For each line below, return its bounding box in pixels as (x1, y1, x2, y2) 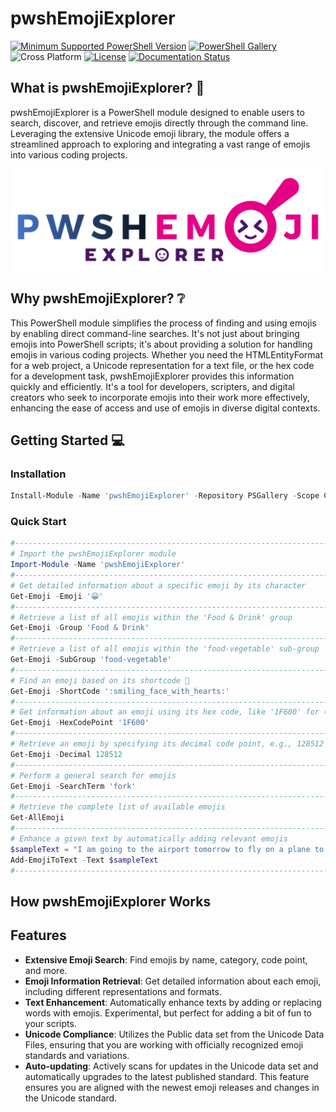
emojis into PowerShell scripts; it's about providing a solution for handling (10, 338, 313, 350)
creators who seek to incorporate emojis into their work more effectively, (10, 391, 310, 403)
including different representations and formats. (24, 985, 222, 997)
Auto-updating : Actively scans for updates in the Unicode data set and (24, 1060, 319, 1072)
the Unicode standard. (24, 1092, 118, 1104)
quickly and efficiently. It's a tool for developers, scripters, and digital (10, 380, 295, 392)
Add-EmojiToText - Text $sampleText (10, 855, 159, 865)
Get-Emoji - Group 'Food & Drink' (10, 623, 150, 633)
